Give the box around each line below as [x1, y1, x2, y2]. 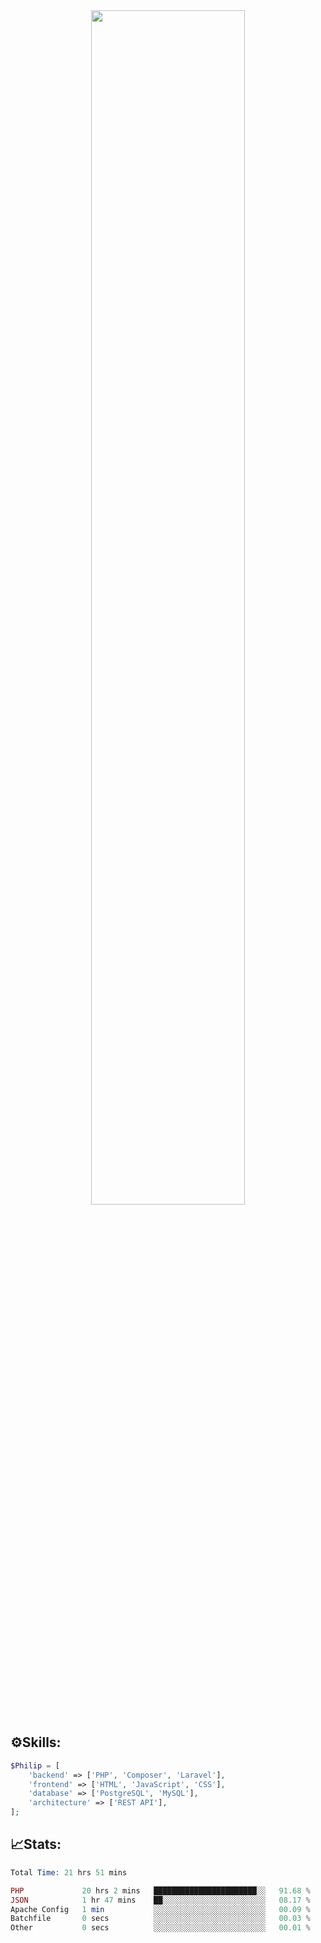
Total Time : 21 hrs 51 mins [10, 1867, 128, 1878]
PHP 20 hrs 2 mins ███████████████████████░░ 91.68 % [10, 1885, 311, 1896]
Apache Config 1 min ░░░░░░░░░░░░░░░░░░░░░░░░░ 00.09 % [10, 1904, 311, 1914]
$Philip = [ [10, 1760, 60, 1771]
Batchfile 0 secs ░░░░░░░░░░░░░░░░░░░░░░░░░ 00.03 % [10, 1914, 311, 1924]
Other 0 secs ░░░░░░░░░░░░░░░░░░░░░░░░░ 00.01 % [10, 1923, 311, 1933]
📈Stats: [10, 1836, 62, 1853]
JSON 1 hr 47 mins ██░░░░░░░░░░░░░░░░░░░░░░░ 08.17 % [10, 1895, 311, 1905]
